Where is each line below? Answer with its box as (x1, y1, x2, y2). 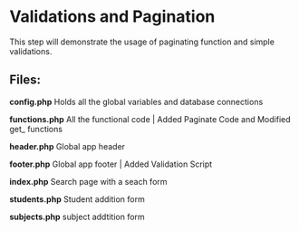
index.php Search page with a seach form (9, 176, 168, 187)
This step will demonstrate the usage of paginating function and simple (9, 36, 275, 47)
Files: (9, 72, 41, 88)
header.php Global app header (9, 140, 125, 151)
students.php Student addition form (9, 193, 145, 205)
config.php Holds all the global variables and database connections (9, 96, 264, 107)
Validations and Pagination (9, 6, 216, 27)
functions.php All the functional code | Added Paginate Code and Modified (9, 113, 292, 124)
